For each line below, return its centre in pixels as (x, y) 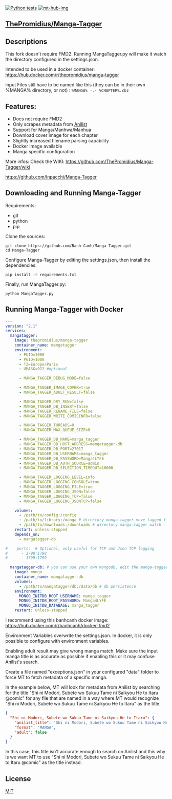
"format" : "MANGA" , (35, 728)
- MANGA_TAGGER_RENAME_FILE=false (56, 411)
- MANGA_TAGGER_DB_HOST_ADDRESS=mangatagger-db (71, 444)
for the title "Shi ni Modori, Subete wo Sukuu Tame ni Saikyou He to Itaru (82, 693)
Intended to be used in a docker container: (50, 69)
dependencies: (21, 265)
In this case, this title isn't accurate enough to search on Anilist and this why (85, 752)
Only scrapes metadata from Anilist (50, 124)
